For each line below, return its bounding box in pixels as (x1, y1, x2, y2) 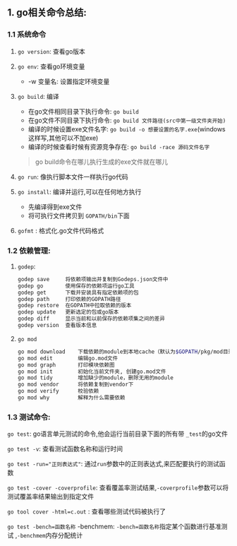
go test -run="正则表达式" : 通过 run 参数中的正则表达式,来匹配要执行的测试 (7, 460, 220, 468)
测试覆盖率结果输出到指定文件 (7, 492, 94, 501)
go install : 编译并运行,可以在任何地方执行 (17, 187, 142, 196)
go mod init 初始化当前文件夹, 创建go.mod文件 (17, 368, 166, 375)
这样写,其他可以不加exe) (28, 133, 99, 142)
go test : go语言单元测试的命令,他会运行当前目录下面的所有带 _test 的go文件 (7, 429, 228, 438)
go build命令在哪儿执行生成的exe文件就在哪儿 (35, 158, 169, 166)
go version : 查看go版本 (17, 47, 86, 55)
